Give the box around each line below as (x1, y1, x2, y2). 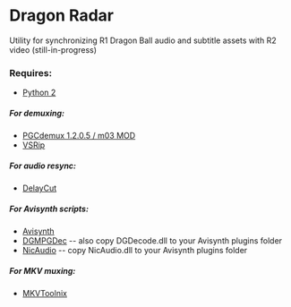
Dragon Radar (9, 5, 115, 26)
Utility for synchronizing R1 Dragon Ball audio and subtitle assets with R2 (9, 35, 277, 46)
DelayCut (21, 183, 57, 193)
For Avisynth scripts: (9, 203, 90, 214)
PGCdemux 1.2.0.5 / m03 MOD (21, 131, 136, 141)
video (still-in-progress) (9, 44, 97, 55)
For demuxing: (9, 107, 65, 118)
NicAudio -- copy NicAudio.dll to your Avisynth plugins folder (21, 245, 248, 256)
